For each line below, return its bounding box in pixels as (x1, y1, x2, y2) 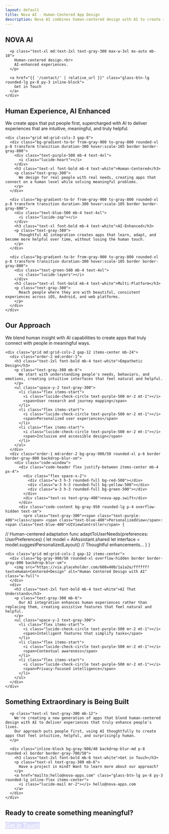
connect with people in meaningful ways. (5, 340, 91, 346)
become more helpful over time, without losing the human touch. (5, 237, 145, 242)
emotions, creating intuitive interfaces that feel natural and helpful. (5, 376, 163, 381)
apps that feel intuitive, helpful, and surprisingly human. (5, 733, 136, 738)
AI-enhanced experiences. (14, 62, 69, 67)
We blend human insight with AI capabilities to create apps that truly (5, 334, 147, 341)
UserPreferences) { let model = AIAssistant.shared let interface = (5, 536, 140, 542)
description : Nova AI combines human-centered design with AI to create (5, 17, 161, 22)
